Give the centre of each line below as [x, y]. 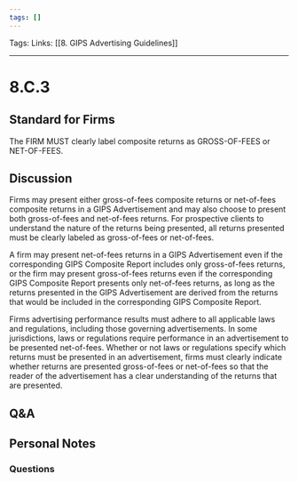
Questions [32, 470]
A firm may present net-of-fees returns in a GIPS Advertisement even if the [146, 255]
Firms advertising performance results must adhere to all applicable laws [142, 319]
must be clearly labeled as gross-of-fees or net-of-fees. [112, 237]
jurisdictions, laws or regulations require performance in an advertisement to [149, 338]
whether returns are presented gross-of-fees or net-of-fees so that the [139, 366]
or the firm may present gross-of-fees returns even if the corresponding [141, 274]
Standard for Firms [62, 120]
